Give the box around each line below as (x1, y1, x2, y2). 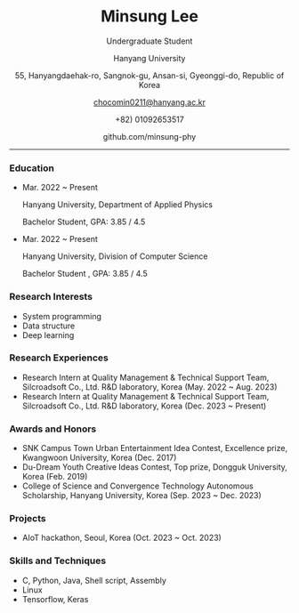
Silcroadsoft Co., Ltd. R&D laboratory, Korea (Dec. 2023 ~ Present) (21, 400, 267, 411)
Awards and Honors (9, 423, 97, 435)
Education (9, 162, 55, 174)
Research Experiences (9, 351, 109, 364)
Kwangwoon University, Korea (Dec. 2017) (21, 452, 177, 464)
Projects (9, 512, 46, 525)
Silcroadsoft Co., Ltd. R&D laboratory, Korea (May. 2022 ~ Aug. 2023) (21, 381, 278, 392)
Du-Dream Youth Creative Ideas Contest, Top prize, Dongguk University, (21, 462, 287, 472)
